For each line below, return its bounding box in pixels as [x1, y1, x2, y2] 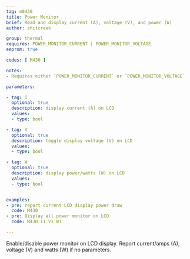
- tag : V [6, 127, 28, 133]
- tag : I [6, 95, 28, 100]
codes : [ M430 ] [6, 57, 46, 63]
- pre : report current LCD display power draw [6, 202, 122, 208]
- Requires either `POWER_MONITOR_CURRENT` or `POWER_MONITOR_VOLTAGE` [6, 73, 185, 79]
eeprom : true [6, 46, 38, 53]
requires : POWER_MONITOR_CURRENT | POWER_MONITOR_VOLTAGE [6, 41, 151, 47]
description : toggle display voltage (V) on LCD [11, 137, 133, 144]
